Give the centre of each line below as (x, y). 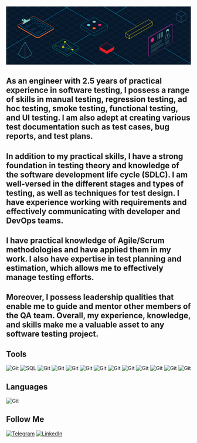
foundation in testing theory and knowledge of (93, 165)
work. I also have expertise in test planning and (94, 259)
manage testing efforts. (50, 277)
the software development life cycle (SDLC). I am (97, 174)
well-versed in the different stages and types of (95, 184)
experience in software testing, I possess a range (98, 90)
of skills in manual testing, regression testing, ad (97, 100)
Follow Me (25, 419)
